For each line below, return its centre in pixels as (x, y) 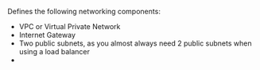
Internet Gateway (47, 35)
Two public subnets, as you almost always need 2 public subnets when (135, 43)
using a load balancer (54, 52)
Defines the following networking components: (84, 11)
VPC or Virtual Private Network (70, 26)
